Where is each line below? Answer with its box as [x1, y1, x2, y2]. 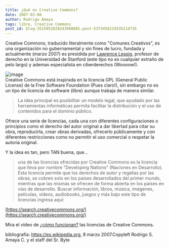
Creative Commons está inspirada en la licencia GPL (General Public [5, 77, 148, 83]
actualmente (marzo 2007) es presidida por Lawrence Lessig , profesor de [5, 51, 159, 57]
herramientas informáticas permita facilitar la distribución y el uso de [17, 103, 161, 109]
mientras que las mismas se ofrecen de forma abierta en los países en [17, 181, 164, 187]
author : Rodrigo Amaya [5, 17, 53, 22]
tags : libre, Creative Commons [5, 21, 71, 27]
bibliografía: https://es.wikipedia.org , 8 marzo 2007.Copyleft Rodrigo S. [5, 231, 153, 238]
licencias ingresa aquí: [17, 197, 65, 203]
